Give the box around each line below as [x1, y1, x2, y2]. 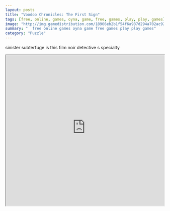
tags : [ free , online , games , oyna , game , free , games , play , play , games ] [5, 17, 165, 22]
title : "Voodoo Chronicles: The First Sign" [5, 12, 100, 17]
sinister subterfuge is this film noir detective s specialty [5, 45, 120, 50]
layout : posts [5, 7, 35, 13]
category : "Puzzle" [5, 31, 46, 36]
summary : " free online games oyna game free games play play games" [5, 26, 156, 31]
